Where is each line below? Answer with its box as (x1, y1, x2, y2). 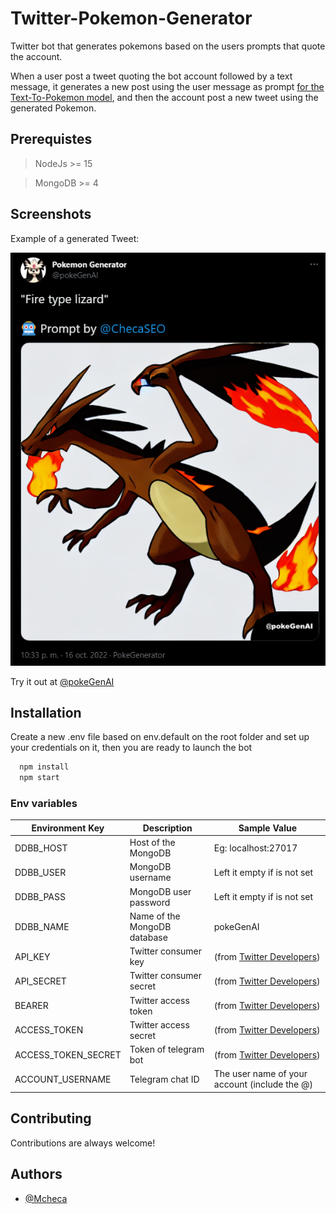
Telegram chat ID (129, 1073, 200, 1085)
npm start (19, 773, 60, 783)
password (129, 896, 171, 908)
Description (142, 822, 193, 834)
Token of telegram (129, 1043, 205, 1056)
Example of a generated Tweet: (10, 232, 140, 244)
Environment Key (31, 822, 105, 834)
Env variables (10, 797, 78, 811)
